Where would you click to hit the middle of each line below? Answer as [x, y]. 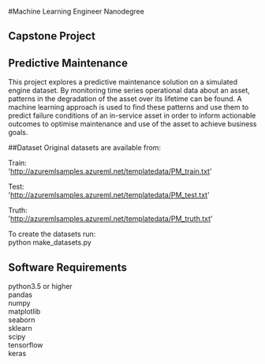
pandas [21, 295]
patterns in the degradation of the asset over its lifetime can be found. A [125, 99]
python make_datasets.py [50, 242]
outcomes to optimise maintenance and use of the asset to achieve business [132, 124]
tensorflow [26, 345]
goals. [18, 133]
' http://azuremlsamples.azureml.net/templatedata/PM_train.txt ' [110, 171]
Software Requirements [68, 267]
